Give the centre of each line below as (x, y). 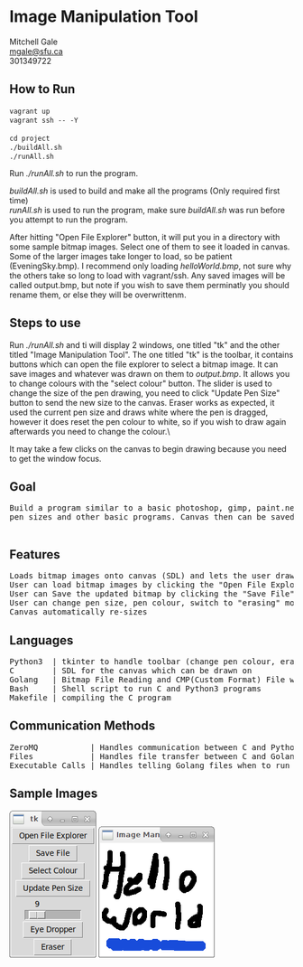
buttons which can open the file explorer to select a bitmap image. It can (144, 364)
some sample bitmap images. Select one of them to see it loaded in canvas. (150, 247)
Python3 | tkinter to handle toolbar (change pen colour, (143, 662)
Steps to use (45, 323)
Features (35, 554)
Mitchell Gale (34, 42)
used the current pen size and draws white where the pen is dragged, (139, 412)
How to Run (42, 89)
